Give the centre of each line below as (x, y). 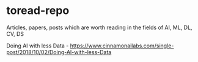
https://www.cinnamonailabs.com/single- (122, 46)
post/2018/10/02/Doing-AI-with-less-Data (59, 52)
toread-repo (38, 11)
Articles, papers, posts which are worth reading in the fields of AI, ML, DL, (99, 27)
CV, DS (15, 33)
